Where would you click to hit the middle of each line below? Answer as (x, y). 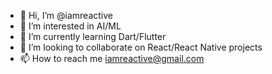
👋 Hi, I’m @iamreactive (66, 15)
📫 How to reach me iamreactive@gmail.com (112, 58)
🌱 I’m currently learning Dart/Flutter (93, 36)
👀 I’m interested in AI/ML (70, 26)
